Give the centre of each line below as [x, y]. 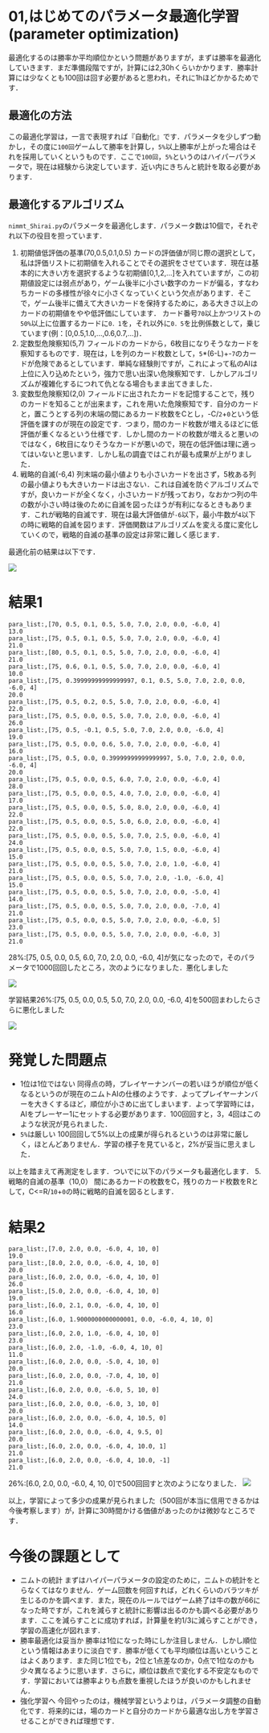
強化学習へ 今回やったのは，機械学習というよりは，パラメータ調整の [133, 1701]
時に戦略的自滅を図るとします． [125, 1192]
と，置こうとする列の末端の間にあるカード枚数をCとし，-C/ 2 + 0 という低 [139, 414]
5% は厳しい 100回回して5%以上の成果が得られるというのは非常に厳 [131, 1134]
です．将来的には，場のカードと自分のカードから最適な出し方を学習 [140, 1711]
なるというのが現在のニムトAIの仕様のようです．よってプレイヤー [128, 1094]
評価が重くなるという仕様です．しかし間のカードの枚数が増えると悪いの [139, 434]
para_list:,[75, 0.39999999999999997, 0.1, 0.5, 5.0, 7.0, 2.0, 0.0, [127, 680]
